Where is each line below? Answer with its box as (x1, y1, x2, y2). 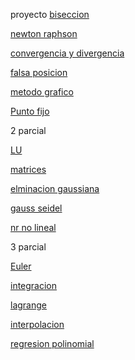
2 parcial (10, 125, 47, 136)
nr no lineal (10, 222, 57, 233)
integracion (10, 280, 58, 291)
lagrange (10, 299, 47, 311)
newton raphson (10, 28, 78, 39)
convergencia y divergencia (10, 47, 125, 59)
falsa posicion (10, 67, 68, 78)
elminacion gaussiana (10, 183, 100, 194)
